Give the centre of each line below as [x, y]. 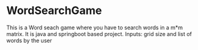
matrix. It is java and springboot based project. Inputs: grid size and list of [99, 34]
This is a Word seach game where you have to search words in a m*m [95, 27]
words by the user [29, 40]
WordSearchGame [54, 11]
